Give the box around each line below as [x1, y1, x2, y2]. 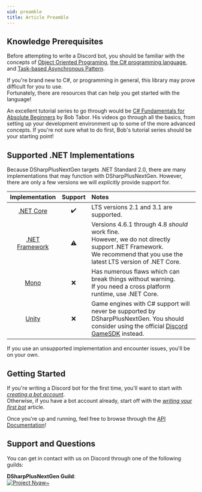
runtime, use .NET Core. [91, 290, 159, 298]
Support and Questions [7, 439, 96, 449]
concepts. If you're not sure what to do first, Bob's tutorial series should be [7, 126, 192, 133]
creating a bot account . [7, 390, 65, 398]
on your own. [7, 351, 40, 359]
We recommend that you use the [91, 250, 183, 259]
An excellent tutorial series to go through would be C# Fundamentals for [7, 107, 185, 114]
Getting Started [7, 369, 66, 379]
